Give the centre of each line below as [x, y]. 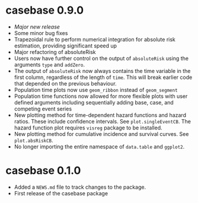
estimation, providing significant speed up [65, 46]
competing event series [43, 109]
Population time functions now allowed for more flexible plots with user [101, 96]
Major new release [37, 27]
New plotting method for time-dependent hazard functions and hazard [100, 115]
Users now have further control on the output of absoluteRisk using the [101, 58]
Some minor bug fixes [41, 33]
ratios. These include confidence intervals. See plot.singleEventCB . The [102, 121]
